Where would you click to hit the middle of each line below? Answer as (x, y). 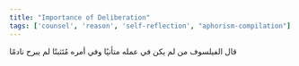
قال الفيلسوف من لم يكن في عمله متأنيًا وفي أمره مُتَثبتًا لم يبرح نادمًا (123, 51)
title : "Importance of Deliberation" (80, 17)
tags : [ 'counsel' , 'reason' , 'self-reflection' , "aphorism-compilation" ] (150, 26)
